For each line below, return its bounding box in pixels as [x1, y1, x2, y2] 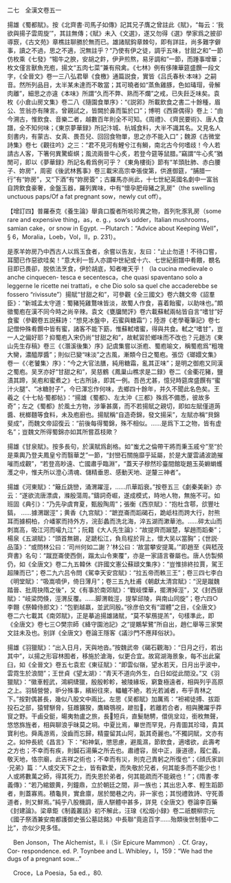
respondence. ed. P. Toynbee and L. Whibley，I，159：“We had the [21, 847, 213, 855]
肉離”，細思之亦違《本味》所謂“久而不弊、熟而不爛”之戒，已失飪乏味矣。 [7, 89, 214, 98]
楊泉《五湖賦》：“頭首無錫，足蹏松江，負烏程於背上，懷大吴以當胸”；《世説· [7, 535, 219, 542]
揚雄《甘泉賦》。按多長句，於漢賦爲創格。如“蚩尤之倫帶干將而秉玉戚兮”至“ [7, 443, 217, 450]
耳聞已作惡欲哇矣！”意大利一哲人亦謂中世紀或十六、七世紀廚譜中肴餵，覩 [7, 256, 215, 264]
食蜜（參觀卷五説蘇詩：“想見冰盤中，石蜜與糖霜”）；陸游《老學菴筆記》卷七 [7, 316, 221, 324]
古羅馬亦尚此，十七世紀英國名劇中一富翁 [104, 175, 219, 183]
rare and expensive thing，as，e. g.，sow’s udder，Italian [7, 216, 172, 223]
